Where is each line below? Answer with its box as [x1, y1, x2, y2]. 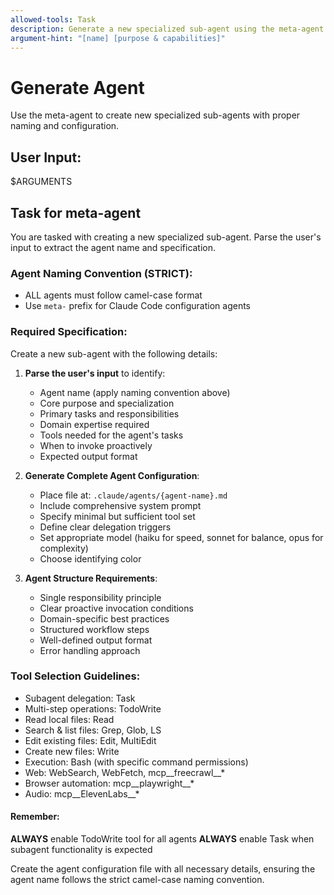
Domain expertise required [39, 418, 150, 430]
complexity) [39, 542, 89, 554]
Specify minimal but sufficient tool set [39, 510, 196, 522]
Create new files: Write [24, 745, 120, 757]
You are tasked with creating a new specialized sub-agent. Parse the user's [10, 231, 322, 243]
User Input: [10, 149, 82, 166]
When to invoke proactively [39, 439, 153, 451]
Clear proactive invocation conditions [39, 602, 194, 614]
